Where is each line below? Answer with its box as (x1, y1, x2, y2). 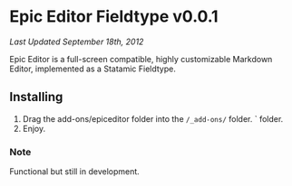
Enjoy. (22, 123, 46, 134)
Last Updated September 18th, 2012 (9, 36, 144, 47)
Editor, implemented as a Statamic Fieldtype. (9, 63, 177, 74)
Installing (9, 89, 63, 105)
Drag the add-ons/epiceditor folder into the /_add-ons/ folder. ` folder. (22, 113, 284, 124)
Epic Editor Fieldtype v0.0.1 (9, 6, 219, 27)
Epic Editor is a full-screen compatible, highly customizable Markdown (9, 53, 273, 64)
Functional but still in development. (9, 166, 141, 177)
